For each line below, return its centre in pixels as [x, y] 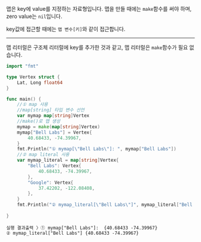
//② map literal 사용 [43, 155]
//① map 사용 [33, 105]
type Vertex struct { [33, 77]
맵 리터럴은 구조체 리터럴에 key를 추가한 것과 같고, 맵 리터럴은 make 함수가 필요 [97, 47]
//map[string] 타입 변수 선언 [51, 110]
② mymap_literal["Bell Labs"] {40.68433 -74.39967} [73, 233]
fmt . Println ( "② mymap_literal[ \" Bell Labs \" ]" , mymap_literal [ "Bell [105, 205]
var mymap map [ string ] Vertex [53, 116]
